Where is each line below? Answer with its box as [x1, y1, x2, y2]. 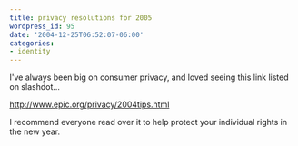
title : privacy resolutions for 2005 [9, 13, 153, 23]
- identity [9, 47, 51, 56]
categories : [9, 38, 55, 48]
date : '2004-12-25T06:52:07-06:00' [9, 30, 144, 39]
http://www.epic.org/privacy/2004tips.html [9, 99, 170, 110]
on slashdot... [9, 82, 61, 92]
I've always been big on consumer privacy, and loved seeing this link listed [9, 72, 289, 83]
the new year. [9, 126, 61, 137]
